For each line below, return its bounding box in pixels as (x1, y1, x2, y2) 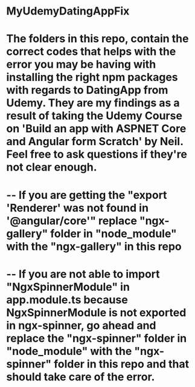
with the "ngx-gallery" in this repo (6, 239, 182, 253)
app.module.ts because (6, 293, 128, 307)
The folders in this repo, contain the (6, 32, 189, 46)
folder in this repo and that (53, 357, 189, 371)
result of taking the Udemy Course (6, 109, 183, 123)
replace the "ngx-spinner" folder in (6, 331, 187, 345)
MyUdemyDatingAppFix (6, 4, 130, 18)
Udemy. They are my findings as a (6, 96, 180, 110)
